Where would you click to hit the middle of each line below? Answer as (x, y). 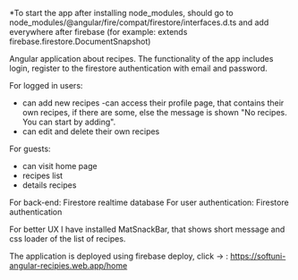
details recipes (49, 185)
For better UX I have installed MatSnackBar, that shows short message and (147, 229)
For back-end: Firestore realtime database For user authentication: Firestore (149, 202)
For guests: (30, 148)
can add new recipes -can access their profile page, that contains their (153, 103)
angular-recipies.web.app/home (68, 266)
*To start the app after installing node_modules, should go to (122, 13)
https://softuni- (258, 256)
